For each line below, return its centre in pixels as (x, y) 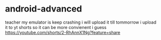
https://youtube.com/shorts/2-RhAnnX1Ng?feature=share (63, 32)
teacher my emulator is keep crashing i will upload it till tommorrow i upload (81, 22)
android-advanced (44, 9)
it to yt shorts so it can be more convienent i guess (56, 27)
